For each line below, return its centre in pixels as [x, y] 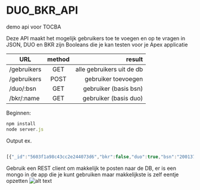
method [59, 59]
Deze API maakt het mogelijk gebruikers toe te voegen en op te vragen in [96, 38]
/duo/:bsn [23, 88]
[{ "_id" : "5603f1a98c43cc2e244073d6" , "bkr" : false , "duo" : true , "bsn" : [92, 157]
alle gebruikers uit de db [109, 69]
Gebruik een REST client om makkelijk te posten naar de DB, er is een [91, 168]
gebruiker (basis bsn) [113, 88]
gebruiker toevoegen [114, 79]
